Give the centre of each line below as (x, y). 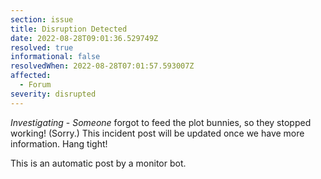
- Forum (35, 85)
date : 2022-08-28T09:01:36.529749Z (84, 38)
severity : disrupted (53, 94)
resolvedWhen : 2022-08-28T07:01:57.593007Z (102, 66)
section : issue (42, 19)
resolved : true (42, 47)
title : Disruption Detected (69, 29)
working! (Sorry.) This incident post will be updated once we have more (157, 133)
